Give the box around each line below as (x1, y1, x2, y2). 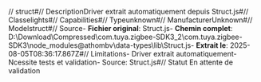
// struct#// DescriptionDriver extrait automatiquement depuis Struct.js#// (8, 7, 249, 16)
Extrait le (196, 41, 227, 50)
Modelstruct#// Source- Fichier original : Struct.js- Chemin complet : (8, 24, 233, 33)
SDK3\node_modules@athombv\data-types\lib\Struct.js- (8, 41, 195, 50)
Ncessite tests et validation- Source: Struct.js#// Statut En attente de (8, 57, 234, 67)
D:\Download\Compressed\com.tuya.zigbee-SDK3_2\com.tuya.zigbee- (8, 32, 243, 41)
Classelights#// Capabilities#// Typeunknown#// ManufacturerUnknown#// (8, 15, 253, 25)
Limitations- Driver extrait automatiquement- (90, 49, 237, 58)
